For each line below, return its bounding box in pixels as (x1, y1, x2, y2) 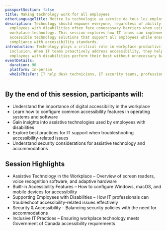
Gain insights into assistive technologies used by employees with (12, 119, 146, 125)
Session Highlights (5, 160, 65, 169)
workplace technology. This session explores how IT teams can (9, 30, 143, 35)
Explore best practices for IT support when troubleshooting (12, 129, 134, 135)
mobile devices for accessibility (12, 189, 78, 195)
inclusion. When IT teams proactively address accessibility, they (9, 49, 153, 54)
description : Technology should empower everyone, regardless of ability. (5, 21, 164, 26)
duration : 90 (9, 62, 37, 67)
